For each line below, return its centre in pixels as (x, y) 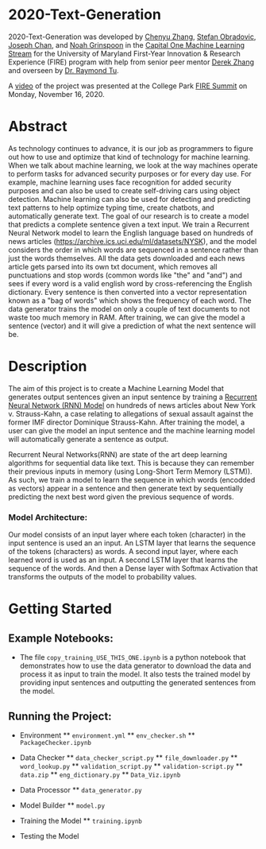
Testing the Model (49, 835)
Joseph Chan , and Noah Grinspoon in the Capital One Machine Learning (126, 45)
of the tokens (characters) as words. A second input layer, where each (123, 552)
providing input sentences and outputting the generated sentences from (138, 683)
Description (48, 366)
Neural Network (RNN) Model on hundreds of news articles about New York (132, 405)
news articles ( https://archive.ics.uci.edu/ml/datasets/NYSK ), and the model (133, 241)
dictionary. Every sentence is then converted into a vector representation (128, 292)
